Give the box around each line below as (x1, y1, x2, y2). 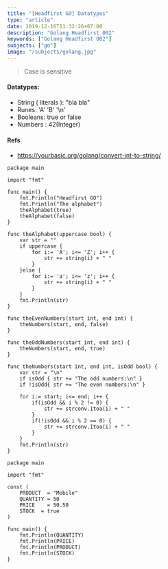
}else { (19, 267, 41, 274)
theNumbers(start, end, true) (19, 345, 106, 352)
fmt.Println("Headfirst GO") (19, 195, 103, 202)
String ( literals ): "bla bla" (16, 98, 91, 107)
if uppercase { (19, 243, 63, 250)
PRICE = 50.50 (19, 502, 69, 509)
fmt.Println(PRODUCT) (19, 544, 81, 551)
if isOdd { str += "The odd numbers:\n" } (19, 376, 143, 383)
